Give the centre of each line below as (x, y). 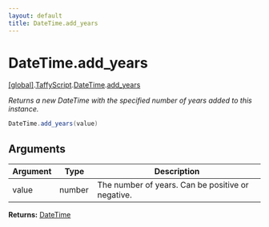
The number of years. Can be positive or (173, 185)
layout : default (35, 16)
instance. (24, 109)
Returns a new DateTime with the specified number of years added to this (130, 100)
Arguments (37, 149)
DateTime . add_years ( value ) (53, 124)
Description (177, 172)
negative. (114, 195)
